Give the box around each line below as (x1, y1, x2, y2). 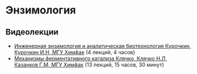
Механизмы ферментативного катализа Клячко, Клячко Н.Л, (14, 55, 168, 62)
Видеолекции (5, 27, 59, 37)
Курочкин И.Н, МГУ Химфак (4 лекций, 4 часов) (14, 49, 135, 56)
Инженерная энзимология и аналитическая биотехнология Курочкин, (14, 42, 191, 49)
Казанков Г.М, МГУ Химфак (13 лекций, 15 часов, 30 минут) (14, 61, 165, 68)
